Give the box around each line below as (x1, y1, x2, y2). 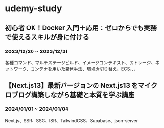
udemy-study (5, 3, 62, 14)
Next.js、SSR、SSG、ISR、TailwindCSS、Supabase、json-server (5, 117, 138, 123)
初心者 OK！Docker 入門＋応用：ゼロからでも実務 (5, 24, 157, 32)
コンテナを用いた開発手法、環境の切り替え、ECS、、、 (30, 66, 139, 72)
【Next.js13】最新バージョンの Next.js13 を (5, 81, 138, 90)
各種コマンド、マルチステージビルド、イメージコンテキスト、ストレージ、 (5, 59, 155, 65)
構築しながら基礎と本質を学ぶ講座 (31, 91, 134, 99)
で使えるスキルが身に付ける (5, 33, 90, 41)
